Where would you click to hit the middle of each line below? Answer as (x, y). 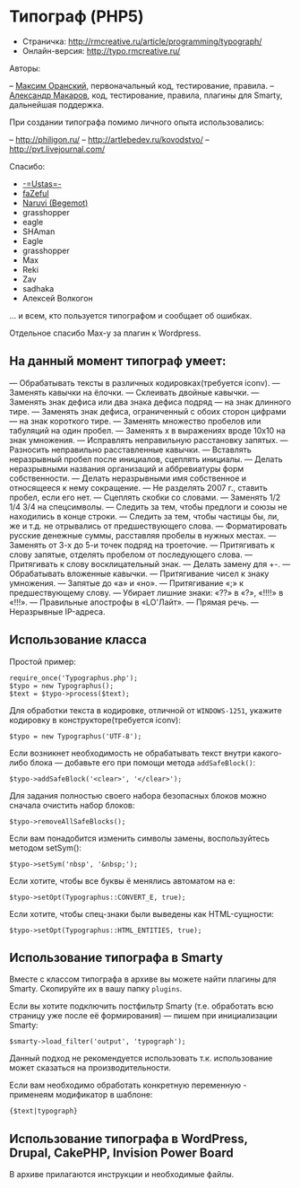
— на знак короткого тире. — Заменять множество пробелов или (135, 421)
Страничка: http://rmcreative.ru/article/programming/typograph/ (142, 41)
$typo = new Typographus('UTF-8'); (76, 736)
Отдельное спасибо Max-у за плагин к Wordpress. (105, 333)
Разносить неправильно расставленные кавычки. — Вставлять (131, 450)
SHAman (39, 231)
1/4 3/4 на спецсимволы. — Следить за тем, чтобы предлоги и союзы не (149, 507)
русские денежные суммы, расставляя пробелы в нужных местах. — (143, 535)
